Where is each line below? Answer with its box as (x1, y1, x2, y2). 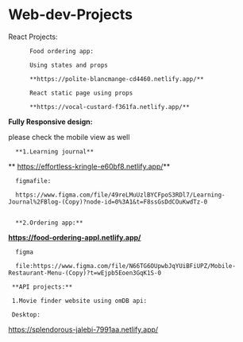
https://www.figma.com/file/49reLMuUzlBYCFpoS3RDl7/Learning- (15, 191, 226, 199)
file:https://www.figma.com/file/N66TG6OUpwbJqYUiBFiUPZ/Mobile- (15, 262, 237, 270)
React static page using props (29, 89, 133, 97)
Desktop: (11, 310, 41, 319)
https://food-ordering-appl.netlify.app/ (8, 232, 141, 242)
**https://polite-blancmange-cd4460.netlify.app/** (29, 75, 204, 83)
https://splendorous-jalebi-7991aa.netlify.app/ (8, 325, 159, 334)
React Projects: (8, 32, 58, 41)
